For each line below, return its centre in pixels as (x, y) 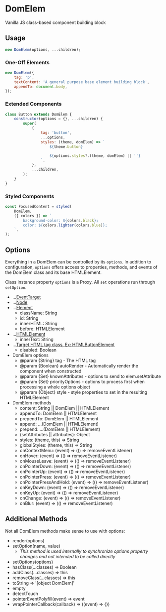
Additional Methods (36, 519)
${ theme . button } (66, 147)
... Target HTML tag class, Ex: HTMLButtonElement (63, 345)
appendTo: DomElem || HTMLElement (58, 413)
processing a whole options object (55, 387)
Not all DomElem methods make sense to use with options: (65, 531)
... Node (20, 302)
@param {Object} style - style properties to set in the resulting (83, 392)
